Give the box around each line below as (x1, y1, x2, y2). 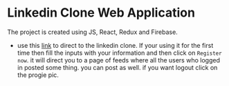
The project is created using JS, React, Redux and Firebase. (7, 28, 178, 36)
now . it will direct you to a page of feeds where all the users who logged (17, 55, 220, 64)
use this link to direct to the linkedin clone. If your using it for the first (17, 41, 214, 49)
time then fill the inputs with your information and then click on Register (17, 49, 223, 57)
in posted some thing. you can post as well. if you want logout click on (17, 63, 218, 71)
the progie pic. (17, 71, 59, 79)
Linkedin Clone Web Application (7, 5, 196, 21)
